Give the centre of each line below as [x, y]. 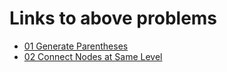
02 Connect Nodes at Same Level [93, 56]
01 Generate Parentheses [76, 46]
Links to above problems [113, 18]
